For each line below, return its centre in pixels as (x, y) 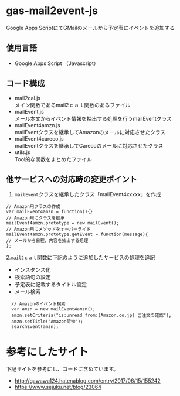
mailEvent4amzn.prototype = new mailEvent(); (62, 223)
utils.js (22, 152)
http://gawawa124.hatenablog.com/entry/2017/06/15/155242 (88, 381)
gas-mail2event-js (52, 11)
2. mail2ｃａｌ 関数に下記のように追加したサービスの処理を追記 (81, 257)
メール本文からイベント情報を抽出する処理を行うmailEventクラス (93, 118)
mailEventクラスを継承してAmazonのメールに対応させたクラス (90, 132)
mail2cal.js (28, 98)
